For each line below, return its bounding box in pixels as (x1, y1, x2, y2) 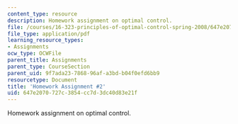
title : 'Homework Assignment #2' (7, 83, 106, 90)
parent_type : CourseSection (7, 63, 91, 70)
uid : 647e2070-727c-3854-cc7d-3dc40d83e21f (7, 89, 138, 96)
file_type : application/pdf (7, 30, 91, 38)
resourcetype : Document (7, 76, 78, 84)
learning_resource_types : (7, 37, 84, 44)
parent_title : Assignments (7, 57, 87, 64)
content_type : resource (7, 10, 78, 18)
